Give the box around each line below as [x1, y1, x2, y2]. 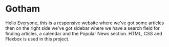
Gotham [5, 3, 40, 15]
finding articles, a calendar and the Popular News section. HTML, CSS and [5, 30, 162, 36]
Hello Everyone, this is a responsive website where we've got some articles [5, 20, 164, 26]
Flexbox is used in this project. [5, 36, 70, 42]
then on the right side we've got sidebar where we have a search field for [5, 25, 160, 31]
